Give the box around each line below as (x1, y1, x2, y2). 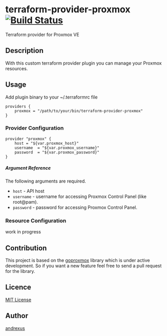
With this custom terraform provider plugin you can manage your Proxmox (5, 60, 162, 66)
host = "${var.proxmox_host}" (14, 141, 79, 146)
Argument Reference (5, 165, 51, 171)
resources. (5, 65, 28, 71)
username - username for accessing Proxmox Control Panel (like (12, 193, 147, 200)
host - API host (12, 188, 45, 194)
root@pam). (12, 199, 38, 205)
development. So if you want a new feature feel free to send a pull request (5, 263, 162, 269)
